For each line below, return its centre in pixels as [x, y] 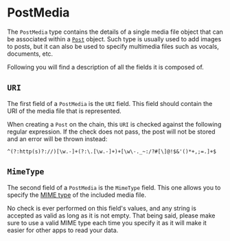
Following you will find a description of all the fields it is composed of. [105, 67]
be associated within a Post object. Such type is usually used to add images [114, 39]
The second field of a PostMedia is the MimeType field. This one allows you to [114, 187]
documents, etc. [30, 54]
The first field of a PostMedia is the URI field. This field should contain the [110, 103]
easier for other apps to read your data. [63, 230]
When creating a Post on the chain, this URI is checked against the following [114, 124]
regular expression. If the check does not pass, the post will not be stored [111, 132]
